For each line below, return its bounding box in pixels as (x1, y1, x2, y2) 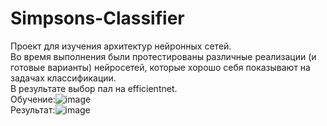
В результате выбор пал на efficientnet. (10, 82, 178, 94)
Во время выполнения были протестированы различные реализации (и (10, 50, 317, 62)
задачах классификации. (10, 72, 117, 84)
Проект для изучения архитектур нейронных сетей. (10, 40, 232, 52)
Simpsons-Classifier (10, 7, 185, 30)
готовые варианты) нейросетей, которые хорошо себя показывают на (10, 61, 311, 73)
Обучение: (10, 93, 56, 105)
